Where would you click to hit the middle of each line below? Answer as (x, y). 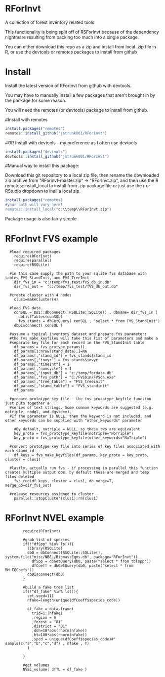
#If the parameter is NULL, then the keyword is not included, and (81, 416)
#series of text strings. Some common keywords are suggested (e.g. (82, 407)
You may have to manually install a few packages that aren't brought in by (80, 95)
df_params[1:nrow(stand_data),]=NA (51, 351)
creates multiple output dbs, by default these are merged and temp (77, 472)
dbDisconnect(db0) (46, 574)
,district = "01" (49, 626)
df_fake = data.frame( (50, 609)
